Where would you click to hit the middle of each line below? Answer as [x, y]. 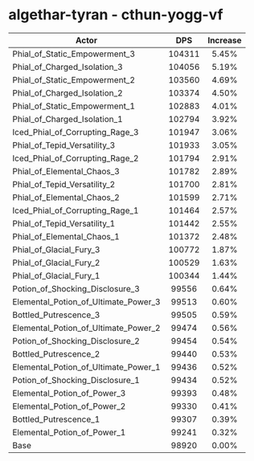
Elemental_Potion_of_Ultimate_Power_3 [86, 301]
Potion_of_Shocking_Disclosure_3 [76, 288]
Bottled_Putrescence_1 [56, 419]
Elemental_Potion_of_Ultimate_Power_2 [86, 328]
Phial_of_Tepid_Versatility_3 [64, 145]
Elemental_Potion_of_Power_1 [69, 432]
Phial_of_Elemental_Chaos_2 [66, 197]
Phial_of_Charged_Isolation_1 [68, 119]
